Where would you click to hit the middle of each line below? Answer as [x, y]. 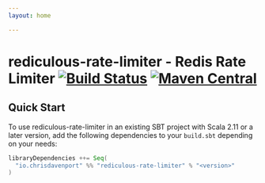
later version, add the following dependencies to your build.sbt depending [131, 135]
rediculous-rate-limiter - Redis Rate [127, 61]
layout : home [30, 15]
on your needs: [33, 143]
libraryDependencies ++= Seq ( [58, 158]
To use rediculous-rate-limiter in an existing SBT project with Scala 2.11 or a [131, 127]
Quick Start [37, 108]
